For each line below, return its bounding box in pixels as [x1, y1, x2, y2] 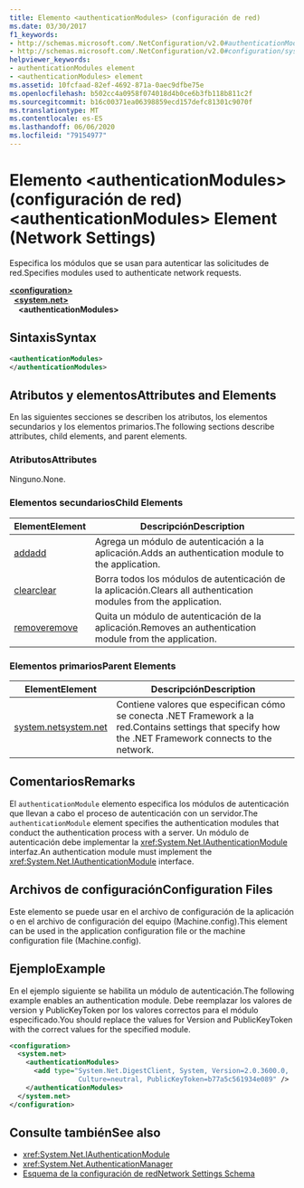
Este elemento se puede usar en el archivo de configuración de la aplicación [9, 906, 294, 917]
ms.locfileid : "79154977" [9, 131, 107, 140]
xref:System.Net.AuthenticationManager [22, 1159, 174, 1170]
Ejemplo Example [9, 961, 106, 977]
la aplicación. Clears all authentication [94, 584, 253, 596]
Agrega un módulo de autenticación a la [94, 535, 264, 547]
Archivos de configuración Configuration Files [9, 882, 273, 898]
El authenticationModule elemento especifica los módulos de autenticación [9, 798, 290, 809]
